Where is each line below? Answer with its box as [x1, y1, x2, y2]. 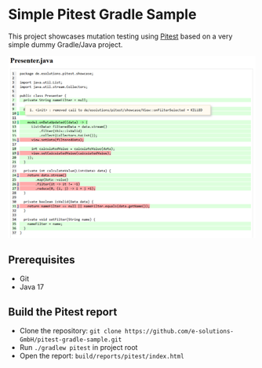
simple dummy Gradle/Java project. [8, 39, 123, 49]
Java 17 [19, 282, 45, 292]
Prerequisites [8, 253, 75, 267]
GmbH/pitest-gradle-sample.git [19, 336, 122, 344]
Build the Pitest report [8, 305, 118, 318]
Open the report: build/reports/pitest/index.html [19, 351, 184, 361]
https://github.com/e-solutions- [124, 328, 234, 336]
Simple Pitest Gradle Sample [8, 6, 197, 24]
